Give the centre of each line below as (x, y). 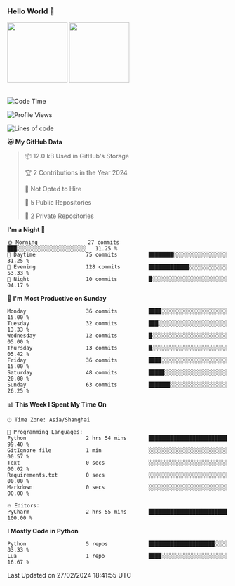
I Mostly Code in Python (43, 531)
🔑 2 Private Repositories (59, 216)
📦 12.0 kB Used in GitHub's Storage (77, 156)
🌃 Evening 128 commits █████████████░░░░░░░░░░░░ (117, 267)
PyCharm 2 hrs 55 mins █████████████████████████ (117, 512)
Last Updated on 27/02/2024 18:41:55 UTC (69, 575)
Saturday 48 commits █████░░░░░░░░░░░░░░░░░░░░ (117, 373)
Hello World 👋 (31, 11)
